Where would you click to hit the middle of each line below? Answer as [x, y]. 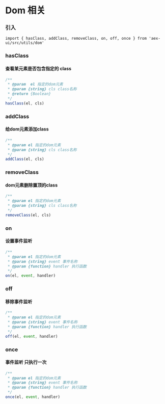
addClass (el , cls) [25, 159]
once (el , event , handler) [33, 397]
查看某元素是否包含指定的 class [38, 69]
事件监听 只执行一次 [26, 362]
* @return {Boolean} [29, 94]
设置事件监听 [19, 241]
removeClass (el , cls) [28, 215]
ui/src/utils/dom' [25, 43]
